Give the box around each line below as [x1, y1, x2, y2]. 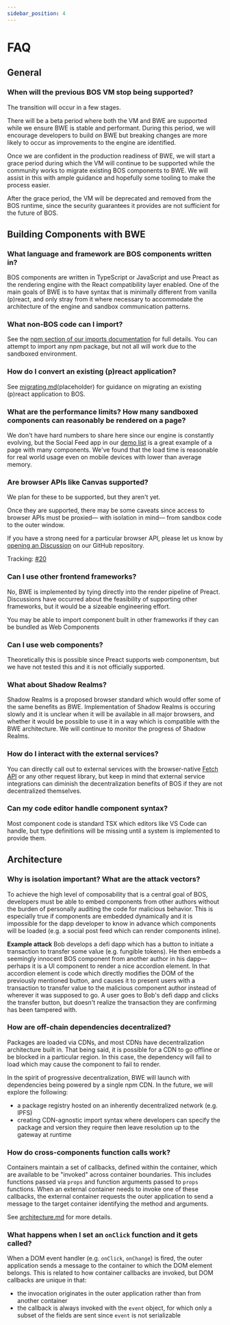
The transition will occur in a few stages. [7, 103, 121, 111]
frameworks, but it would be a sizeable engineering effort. [7, 602, 171, 610]
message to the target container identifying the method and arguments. [7, 1199, 209, 1208]
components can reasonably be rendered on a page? [7, 415, 186, 425]
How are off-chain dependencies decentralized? [7, 1022, 171, 1032]
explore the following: [7, 1087, 68, 1096]
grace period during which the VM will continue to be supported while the [7, 159, 215, 167]
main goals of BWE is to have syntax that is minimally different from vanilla [7, 288, 217, 296]
